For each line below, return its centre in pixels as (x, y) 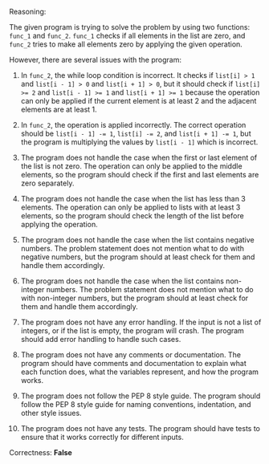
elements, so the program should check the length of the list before (132, 216)
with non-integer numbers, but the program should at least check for (134, 298)
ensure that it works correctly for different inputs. (102, 437)
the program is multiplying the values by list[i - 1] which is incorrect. (139, 142)
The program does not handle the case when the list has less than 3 (133, 199)
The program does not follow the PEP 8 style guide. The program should (141, 396)
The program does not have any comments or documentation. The (131, 355)
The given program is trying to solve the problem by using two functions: (130, 27)
